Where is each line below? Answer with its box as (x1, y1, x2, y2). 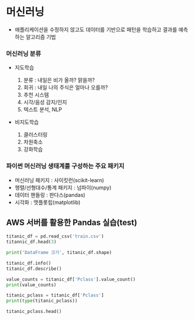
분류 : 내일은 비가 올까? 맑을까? (23, 77, 96, 84)
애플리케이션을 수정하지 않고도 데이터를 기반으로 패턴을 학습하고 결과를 (14, 26, 177, 33)
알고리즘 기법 (25, 33, 56, 40)
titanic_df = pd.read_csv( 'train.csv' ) (6, 233, 104, 239)
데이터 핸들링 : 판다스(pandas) (14, 191, 86, 198)
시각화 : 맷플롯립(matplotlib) (14, 199, 81, 206)
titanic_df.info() (6, 260, 51, 266)
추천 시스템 (23, 91, 49, 98)
